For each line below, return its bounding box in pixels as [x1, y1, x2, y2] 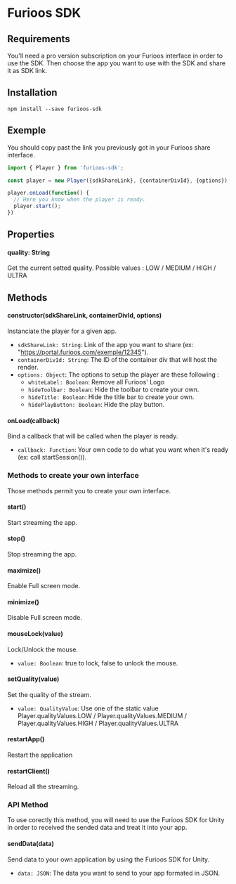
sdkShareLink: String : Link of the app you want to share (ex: [17, 341, 194, 349]
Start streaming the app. [7, 518, 78, 526]
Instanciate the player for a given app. [7, 327, 117, 335]
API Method [7, 800, 48, 810]
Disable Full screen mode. [7, 613, 82, 622]
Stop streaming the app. [7, 550, 77, 558]
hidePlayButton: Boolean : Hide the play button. [27, 401, 165, 409]
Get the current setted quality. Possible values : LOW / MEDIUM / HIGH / [7, 264, 216, 272]
